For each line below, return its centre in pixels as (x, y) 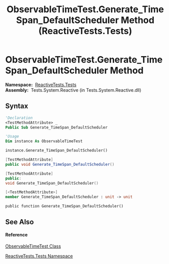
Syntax (17, 106)
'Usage (12, 137)
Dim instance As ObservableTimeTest (44, 141)
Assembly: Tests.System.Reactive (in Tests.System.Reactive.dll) (73, 90)
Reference (16, 235)
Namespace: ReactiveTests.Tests (41, 85)
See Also (20, 222)
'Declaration (19, 118)
